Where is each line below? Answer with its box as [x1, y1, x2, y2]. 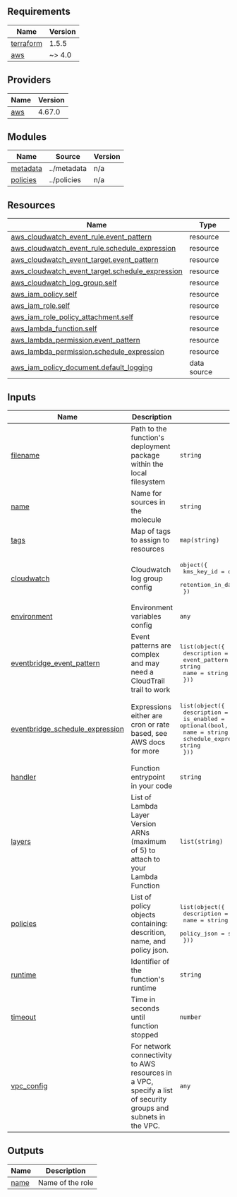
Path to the [130, 424, 167, 434]
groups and [130, 1103, 169, 1113]
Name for [130, 489, 162, 499]
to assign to [130, 535, 170, 545]
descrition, [130, 928, 166, 938]
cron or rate [130, 720, 170, 729]
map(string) [179, 536, 220, 544]
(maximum [130, 837, 166, 847]
